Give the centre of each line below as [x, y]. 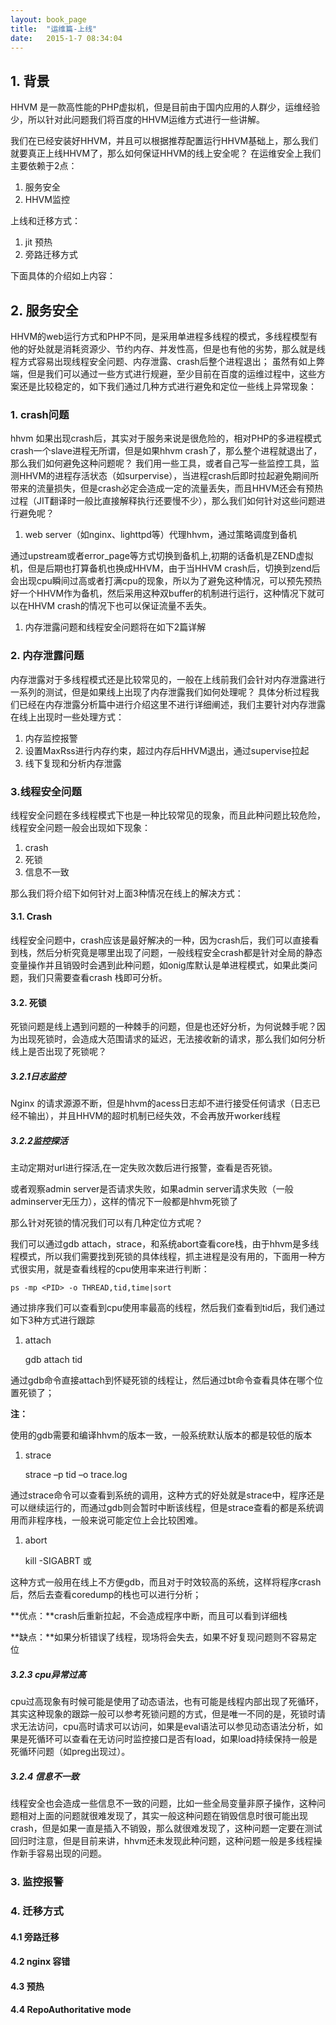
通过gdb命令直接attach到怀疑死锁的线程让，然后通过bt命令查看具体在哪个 [162, 1380]
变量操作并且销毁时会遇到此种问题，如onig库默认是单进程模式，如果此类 [159, 965]
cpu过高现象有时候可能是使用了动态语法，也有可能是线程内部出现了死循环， [167, 1702]
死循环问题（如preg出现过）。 [70, 1752]
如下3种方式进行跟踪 [52, 1320]
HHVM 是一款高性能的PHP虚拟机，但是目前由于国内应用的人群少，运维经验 [165, 107]
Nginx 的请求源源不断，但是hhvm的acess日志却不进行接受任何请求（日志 [161, 1103]
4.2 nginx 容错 [40, 1962]
